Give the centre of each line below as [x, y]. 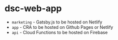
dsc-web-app [33, 9]
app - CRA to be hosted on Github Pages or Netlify [62, 27]
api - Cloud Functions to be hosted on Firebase [59, 32]
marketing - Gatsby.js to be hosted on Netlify [57, 22]
